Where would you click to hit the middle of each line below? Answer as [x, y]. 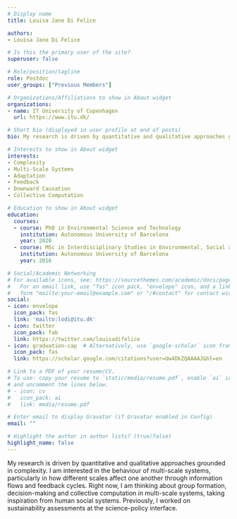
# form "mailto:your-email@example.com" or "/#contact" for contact [113, 293]
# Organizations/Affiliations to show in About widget [90, 97]
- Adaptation [26, 176]
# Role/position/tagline [44, 72]
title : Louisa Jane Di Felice [52, 20]
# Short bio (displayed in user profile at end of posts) [94, 130]
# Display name [30, 14]
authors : [20, 33]
